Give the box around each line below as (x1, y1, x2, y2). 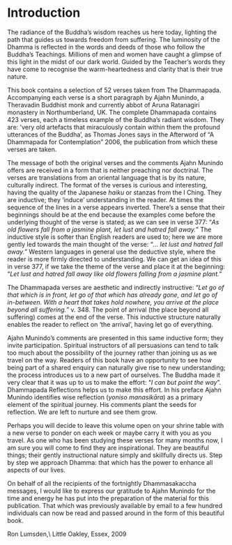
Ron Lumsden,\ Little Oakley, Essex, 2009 (7, 530, 127, 538)
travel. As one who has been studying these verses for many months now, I (7, 436, 223, 444)
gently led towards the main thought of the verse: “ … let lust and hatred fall (7, 240, 223, 248)
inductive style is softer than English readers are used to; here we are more (7, 232, 223, 241)
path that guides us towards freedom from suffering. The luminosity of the (7, 35, 221, 43)
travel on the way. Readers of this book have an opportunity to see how (7, 355, 212, 364)
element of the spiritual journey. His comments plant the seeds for (7, 400, 197, 408)
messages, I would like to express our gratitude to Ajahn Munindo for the (7, 486, 216, 495)
